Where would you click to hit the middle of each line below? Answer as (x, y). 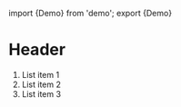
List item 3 (41, 93)
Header (37, 50)
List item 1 (40, 74)
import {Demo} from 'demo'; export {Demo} (90, 13)
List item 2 (41, 84)
